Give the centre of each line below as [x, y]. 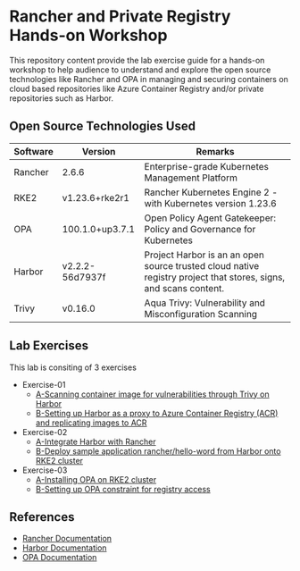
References [42, 517]
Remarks [215, 151]
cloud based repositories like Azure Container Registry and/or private [137, 88]
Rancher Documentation [67, 539]
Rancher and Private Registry [120, 17]
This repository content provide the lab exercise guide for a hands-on [137, 60]
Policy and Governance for [200, 229]
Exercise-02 [45, 432]
